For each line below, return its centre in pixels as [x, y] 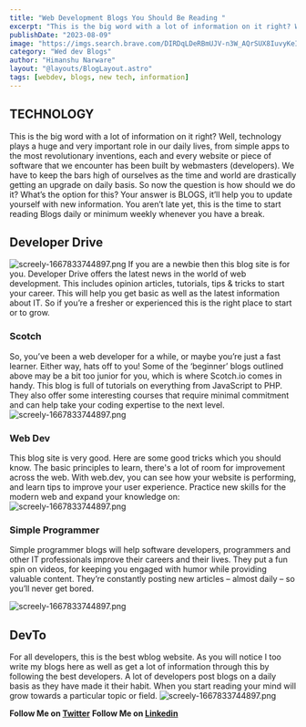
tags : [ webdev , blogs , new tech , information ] [99, 78]
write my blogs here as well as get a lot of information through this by [139, 667]
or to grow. [30, 313]
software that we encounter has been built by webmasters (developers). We [152, 165]
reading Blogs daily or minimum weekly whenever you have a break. [138, 213]
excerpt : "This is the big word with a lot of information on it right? [150, 26]
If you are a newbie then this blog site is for [209, 265]
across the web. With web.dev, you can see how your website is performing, [153, 477]
